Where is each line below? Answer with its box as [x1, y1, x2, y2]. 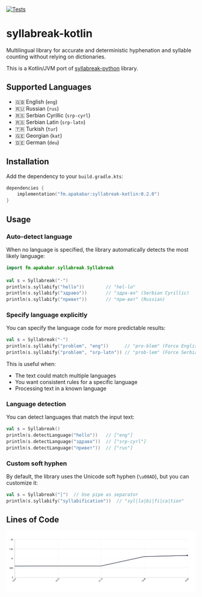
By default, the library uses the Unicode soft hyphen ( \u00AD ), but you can [6, 473, 189, 480]
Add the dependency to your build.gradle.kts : [6, 172, 123, 180]
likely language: [6, 252, 45, 259]
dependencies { [6, 185, 44, 191]
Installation [6, 156, 49, 167]
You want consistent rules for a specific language [14, 379, 138, 386]
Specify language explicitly [6, 311, 88, 319]
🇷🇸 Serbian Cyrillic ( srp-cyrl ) [14, 111, 91, 119]
